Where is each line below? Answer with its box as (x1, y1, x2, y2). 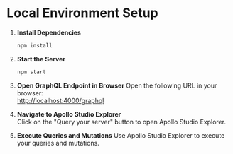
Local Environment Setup (6, 5, 158, 21)
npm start (16, 69, 47, 76)
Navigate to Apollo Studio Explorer (16, 109, 121, 118)
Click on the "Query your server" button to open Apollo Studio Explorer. (16, 117, 227, 126)
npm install (16, 42, 53, 49)
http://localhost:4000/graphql (16, 96, 104, 105)
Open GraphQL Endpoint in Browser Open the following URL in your (16, 81, 217, 90)
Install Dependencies (16, 28, 81, 37)
